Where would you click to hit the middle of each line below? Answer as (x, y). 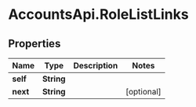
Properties (34, 44)
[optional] (143, 92)
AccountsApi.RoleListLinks (99, 15)
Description (96, 66)
